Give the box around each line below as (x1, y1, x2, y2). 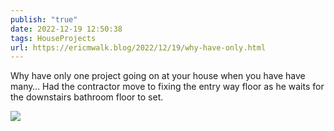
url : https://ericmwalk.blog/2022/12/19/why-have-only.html (10, 42, 267, 53)
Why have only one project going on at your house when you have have (10, 70, 306, 82)
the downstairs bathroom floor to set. (10, 91, 164, 103)
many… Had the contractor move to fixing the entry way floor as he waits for (10, 81, 325, 93)
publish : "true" (10, 14, 78, 25)
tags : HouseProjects (10, 33, 97, 43)
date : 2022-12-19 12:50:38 (10, 24, 123, 34)
